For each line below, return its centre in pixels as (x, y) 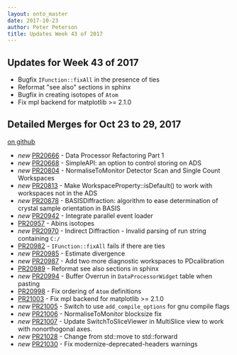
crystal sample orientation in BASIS (69, 208)
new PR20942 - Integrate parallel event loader (86, 215)
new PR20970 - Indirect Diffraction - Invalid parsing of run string (112, 231)
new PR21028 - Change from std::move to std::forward (98, 336)
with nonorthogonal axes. (55, 329)
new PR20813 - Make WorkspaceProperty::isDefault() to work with (115, 185)
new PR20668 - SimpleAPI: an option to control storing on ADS (110, 163)
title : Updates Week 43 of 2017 (55, 34)
